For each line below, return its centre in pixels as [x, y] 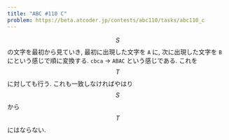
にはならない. [27, 130]
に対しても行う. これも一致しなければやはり [70, 84]
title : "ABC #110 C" [37, 14]
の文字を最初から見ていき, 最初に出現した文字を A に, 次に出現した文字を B [115, 52]
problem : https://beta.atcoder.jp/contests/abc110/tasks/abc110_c [106, 20]
